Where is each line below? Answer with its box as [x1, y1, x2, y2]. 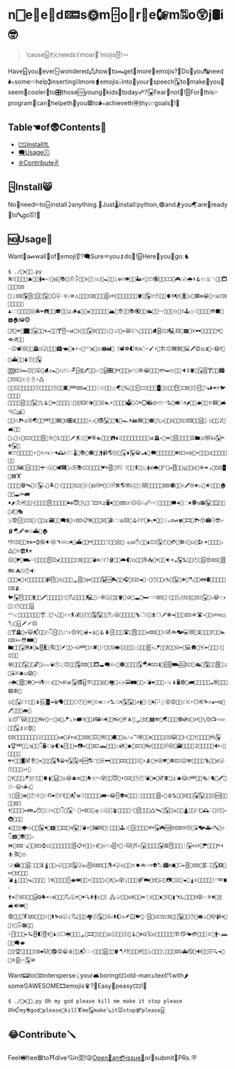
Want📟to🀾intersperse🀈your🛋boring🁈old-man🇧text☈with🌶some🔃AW [8, 971, 189, 980]
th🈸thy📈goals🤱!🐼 [8, 98, 181, 107]
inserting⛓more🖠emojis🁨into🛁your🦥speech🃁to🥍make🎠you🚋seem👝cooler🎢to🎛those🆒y [8, 77, 225, 86]
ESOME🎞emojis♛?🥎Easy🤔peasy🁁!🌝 [8, 982, 147, 990]
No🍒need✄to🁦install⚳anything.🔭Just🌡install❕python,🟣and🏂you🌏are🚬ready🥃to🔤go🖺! [8, 200, 228, 208]
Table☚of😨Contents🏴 [8, 121, 107, 134]
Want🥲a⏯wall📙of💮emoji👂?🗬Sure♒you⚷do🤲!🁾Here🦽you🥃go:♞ [8, 252, 190, 261]
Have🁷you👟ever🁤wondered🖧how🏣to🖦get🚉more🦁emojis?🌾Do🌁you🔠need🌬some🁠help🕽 [8, 67, 224, 75]
